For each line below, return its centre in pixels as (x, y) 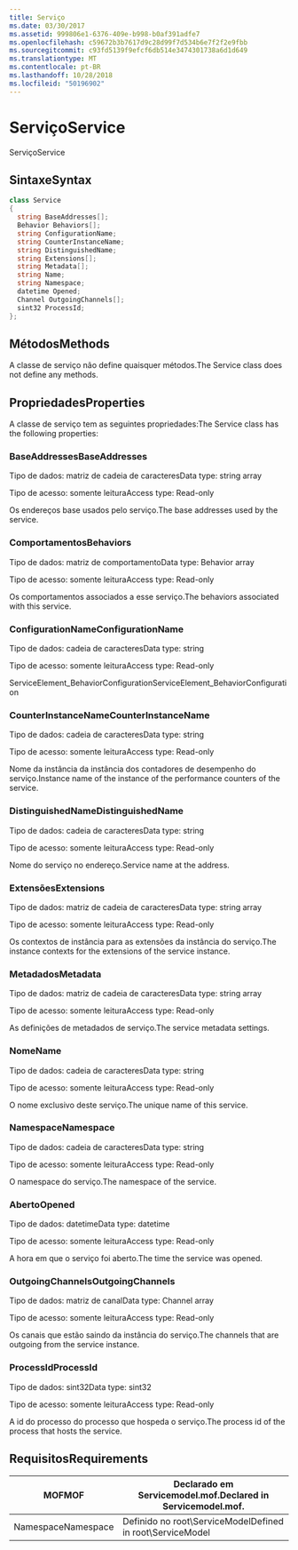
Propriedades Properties (77, 402)
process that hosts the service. (66, 1431)
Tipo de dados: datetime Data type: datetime (90, 1224)
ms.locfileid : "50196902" (57, 84)
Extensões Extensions (57, 888)
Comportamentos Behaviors (70, 543)
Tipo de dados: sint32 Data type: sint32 (81, 1386)
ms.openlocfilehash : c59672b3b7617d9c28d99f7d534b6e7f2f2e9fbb (129, 42)
